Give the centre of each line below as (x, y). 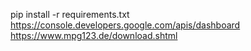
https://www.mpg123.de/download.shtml (94, 35)
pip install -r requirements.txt (70, 14)
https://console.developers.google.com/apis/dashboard (125, 25)
